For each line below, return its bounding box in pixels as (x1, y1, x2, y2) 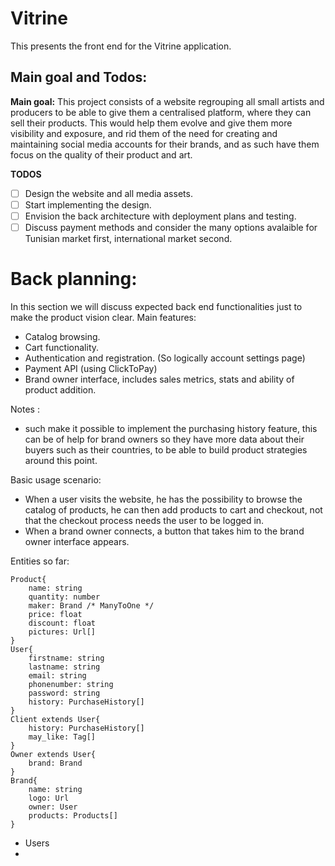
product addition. (24, 383, 97, 396)
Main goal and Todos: (10, 69, 148, 86)
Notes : (10, 403, 40, 415)
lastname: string (28, 662, 101, 672)
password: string (28, 688, 101, 698)
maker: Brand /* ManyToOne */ (28, 600, 155, 611)
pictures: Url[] (28, 627, 97, 637)
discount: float (28, 618, 97, 628)
